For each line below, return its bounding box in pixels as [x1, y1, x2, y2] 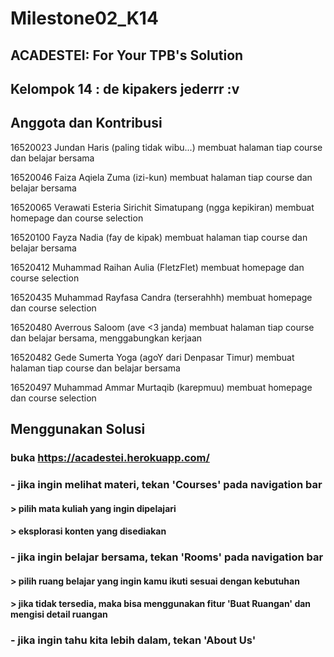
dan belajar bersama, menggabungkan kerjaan [10, 332, 203, 344]
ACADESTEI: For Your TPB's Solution [10, 47, 244, 64]
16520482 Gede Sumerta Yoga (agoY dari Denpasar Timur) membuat [10, 351, 295, 363]
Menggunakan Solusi [10, 421, 146, 438]
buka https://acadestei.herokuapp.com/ [10, 451, 210, 465]
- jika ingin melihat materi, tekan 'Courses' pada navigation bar [10, 478, 323, 492]
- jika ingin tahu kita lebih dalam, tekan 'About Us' [10, 633, 257, 647]
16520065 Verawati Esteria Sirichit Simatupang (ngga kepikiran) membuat [10, 201, 315, 213]
